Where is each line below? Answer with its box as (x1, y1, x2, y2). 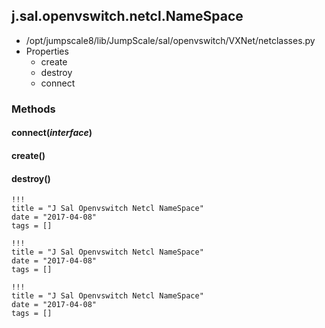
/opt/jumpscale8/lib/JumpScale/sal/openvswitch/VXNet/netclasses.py (25, 34, 316, 46)
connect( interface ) (11, 127, 93, 139)
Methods (11, 102, 56, 116)
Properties (25, 45, 69, 57)
